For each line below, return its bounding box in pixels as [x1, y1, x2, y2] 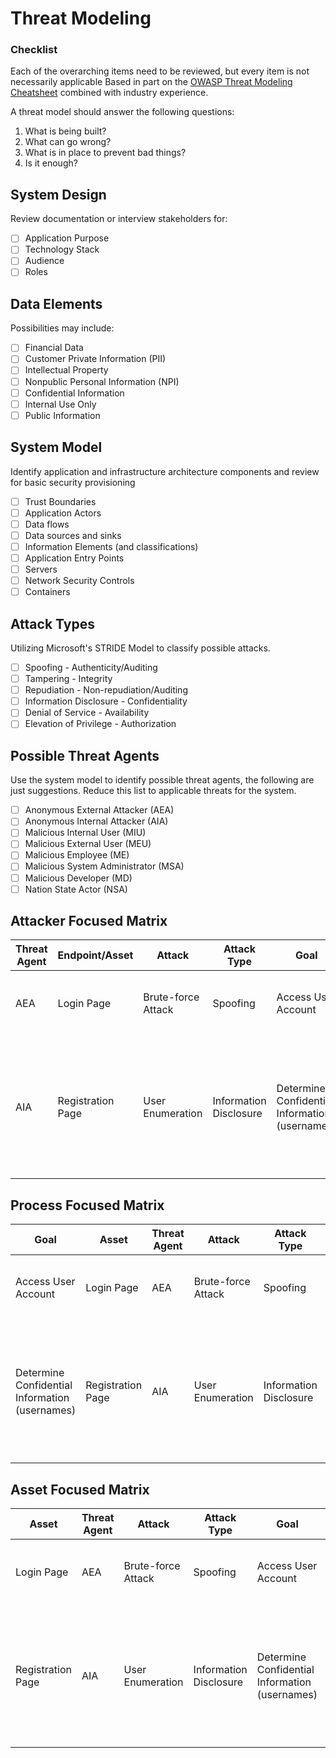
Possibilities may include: [10, 322, 115, 334]
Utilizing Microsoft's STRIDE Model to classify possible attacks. [10, 642, 271, 654]
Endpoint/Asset [57, 948, 134, 962]
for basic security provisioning [10, 476, 136, 488]
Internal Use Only [24, 398, 97, 410]
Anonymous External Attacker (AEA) [24, 804, 175, 816]
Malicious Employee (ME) [24, 849, 130, 861]
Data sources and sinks [24, 529, 122, 541]
